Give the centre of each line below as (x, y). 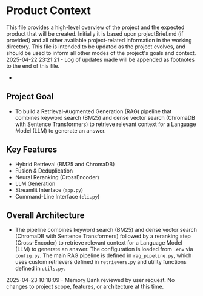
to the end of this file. (33, 66)
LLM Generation (35, 183)
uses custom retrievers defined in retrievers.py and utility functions (101, 262)
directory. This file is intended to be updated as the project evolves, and (96, 47)
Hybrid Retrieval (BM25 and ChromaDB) (65, 164)
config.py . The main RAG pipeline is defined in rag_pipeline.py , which (103, 255)
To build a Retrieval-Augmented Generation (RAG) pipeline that (93, 111)
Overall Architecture (45, 215)
